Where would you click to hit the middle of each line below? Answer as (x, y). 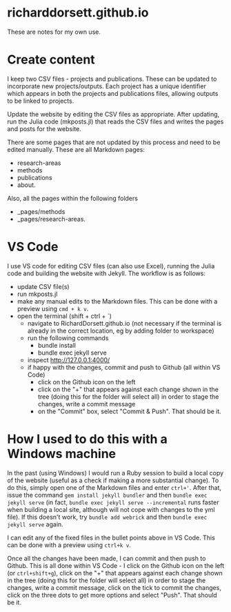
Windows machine (62, 454)
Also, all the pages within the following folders (72, 198)
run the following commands (68, 338)
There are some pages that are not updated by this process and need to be (114, 142)
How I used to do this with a (87, 439)
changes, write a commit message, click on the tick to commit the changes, (114, 587)
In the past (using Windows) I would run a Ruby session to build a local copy (115, 473)
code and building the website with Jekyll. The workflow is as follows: (106, 273)
